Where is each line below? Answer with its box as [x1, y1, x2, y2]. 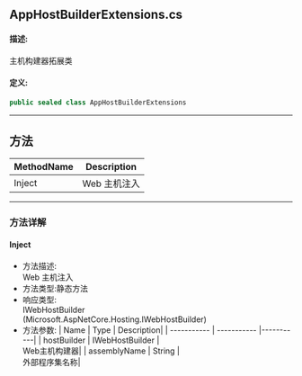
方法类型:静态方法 [22, 282, 88, 293]
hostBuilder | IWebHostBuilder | [43, 335, 160, 345]
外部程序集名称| [22, 356, 81, 367]
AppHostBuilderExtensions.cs [9, 7, 182, 22]
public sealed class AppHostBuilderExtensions [9, 98, 187, 107]
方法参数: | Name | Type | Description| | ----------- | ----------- [22, 324, 258, 336]
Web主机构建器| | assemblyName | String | [22, 345, 181, 356]
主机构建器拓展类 [9, 55, 73, 66]
